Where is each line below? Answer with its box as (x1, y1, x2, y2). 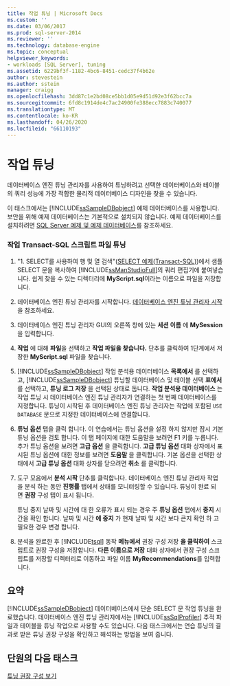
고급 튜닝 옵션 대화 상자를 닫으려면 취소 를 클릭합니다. (35, 458, 178, 467)
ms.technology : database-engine (7, 42, 100, 49)
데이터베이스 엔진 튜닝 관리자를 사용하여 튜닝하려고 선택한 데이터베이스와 (7, 181, 202, 189)
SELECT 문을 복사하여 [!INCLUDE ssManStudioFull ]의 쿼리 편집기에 (16, 265, 200, 274)
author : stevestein (7, 74, 63, 81)
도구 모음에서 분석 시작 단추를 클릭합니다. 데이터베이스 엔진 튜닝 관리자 (16, 474, 206, 482)
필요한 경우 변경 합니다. (16, 522, 80, 531)
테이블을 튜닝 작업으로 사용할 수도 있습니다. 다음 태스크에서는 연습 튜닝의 (19, 621, 214, 630)
